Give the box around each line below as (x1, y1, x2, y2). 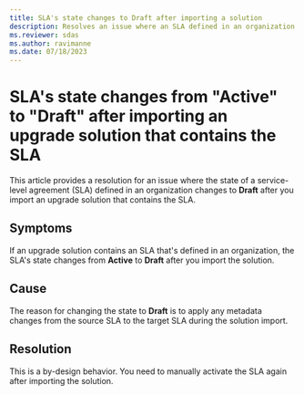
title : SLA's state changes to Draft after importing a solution (9, 13, 262, 23)
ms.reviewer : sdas (9, 30, 79, 39)
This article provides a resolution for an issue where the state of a (9, 175, 256, 186)
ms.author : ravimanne (9, 38, 92, 48)
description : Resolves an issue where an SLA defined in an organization (9, 22, 296, 31)
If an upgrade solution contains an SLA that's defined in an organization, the (9, 244, 295, 255)
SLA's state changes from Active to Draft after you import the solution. (9, 255, 275, 265)
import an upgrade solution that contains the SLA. (9, 194, 196, 205)
